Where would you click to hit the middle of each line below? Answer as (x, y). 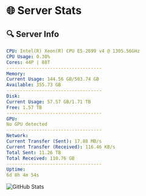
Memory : (16, 73)
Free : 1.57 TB (24, 107)
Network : (17, 136)
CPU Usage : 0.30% (28, 56)
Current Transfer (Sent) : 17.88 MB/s (54, 141)
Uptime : (16, 170)
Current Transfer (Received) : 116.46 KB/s (61, 147)
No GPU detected (27, 124)
